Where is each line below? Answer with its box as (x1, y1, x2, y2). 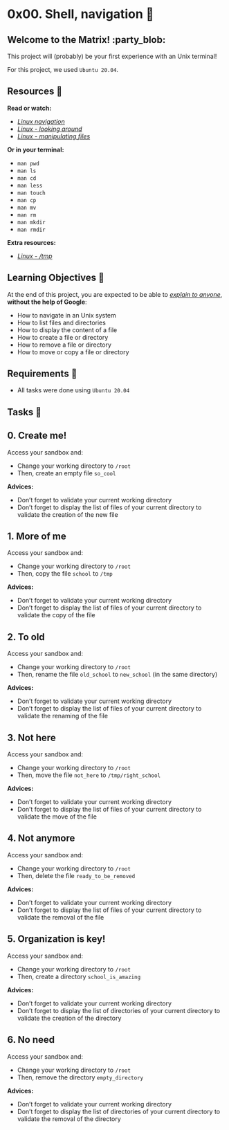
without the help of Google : (7, 298, 88, 306)
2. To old (7, 631, 45, 643)
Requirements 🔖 (7, 368, 77, 380)
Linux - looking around (17, 125, 82, 133)
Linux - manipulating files (17, 131, 91, 140)
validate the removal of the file (17, 913, 104, 921)
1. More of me (7, 531, 67, 543)
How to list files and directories (17, 318, 106, 327)
